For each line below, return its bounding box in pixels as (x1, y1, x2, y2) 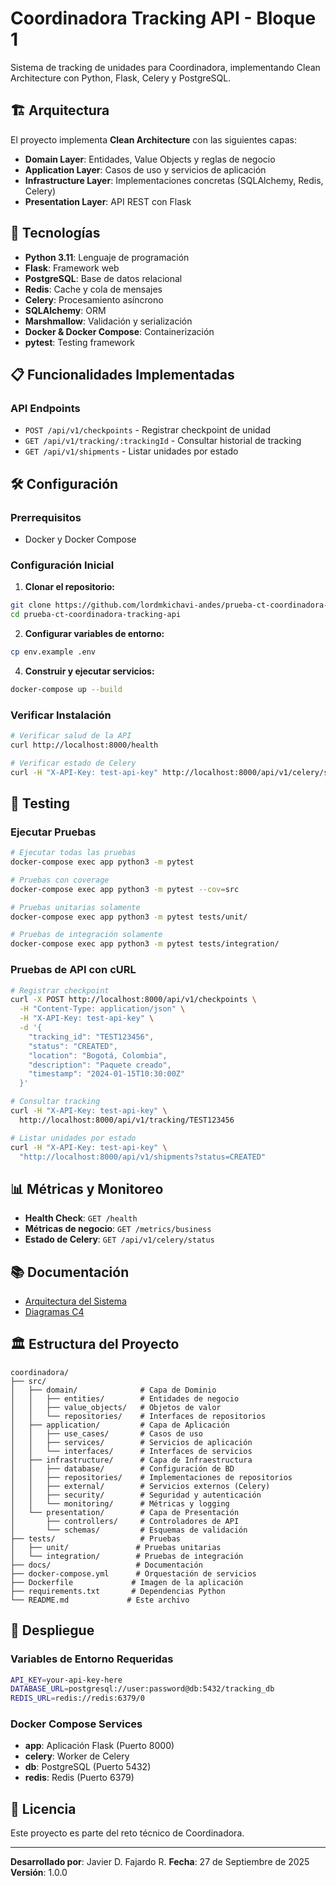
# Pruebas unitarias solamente (10, 902, 141, 912)
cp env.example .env (10, 647, 97, 657)
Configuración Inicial (10, 558, 115, 572)
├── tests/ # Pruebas (10, 1533, 182, 1544)
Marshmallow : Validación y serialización (24, 315, 193, 327)
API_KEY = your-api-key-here (10, 1675, 123, 1685)
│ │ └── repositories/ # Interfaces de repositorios (10, 1411, 267, 1421)
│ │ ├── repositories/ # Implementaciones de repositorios (10, 1472, 293, 1482)
